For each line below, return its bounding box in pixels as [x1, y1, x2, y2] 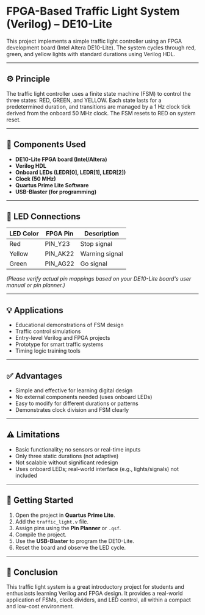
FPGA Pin [45, 229, 74, 238]
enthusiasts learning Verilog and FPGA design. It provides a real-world [6, 590, 183, 597]
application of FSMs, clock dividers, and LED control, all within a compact [6, 596, 191, 603]
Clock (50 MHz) [15, 175, 56, 182]
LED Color [9, 229, 39, 238]
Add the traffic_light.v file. [15, 517, 88, 525]
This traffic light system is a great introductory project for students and [6, 583, 185, 591]
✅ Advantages [6, 370, 63, 381]
